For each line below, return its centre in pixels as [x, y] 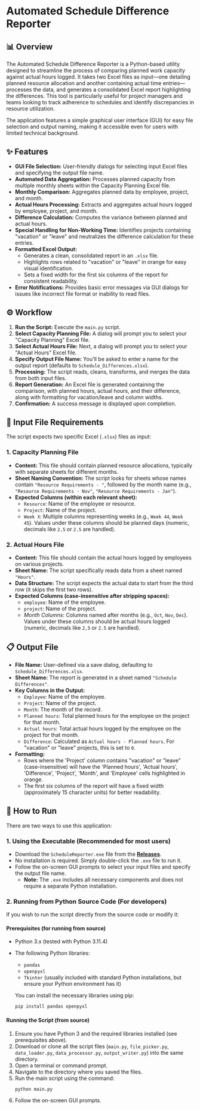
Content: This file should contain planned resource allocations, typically [104, 465]
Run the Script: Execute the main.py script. [67, 327]
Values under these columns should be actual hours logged [97, 621]
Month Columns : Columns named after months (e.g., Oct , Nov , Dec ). [106, 615]
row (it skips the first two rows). [54, 589]
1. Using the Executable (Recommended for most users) [89, 841]
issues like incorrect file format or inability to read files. [82, 294]
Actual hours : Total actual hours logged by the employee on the [102, 728]
